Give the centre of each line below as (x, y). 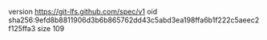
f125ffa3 (22, 28)
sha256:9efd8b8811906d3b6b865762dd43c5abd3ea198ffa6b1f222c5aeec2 (134, 20)
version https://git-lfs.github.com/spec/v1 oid (83, 12)
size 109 (51, 28)
